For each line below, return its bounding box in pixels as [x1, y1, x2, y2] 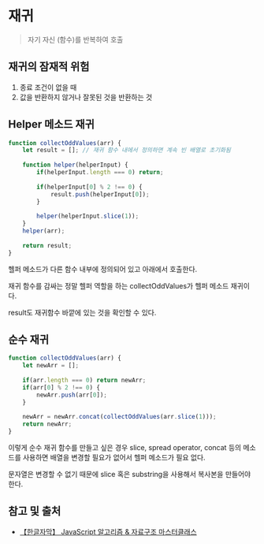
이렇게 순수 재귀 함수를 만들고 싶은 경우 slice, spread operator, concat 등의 [8, 443, 242, 452]
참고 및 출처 [8, 505, 61, 518]
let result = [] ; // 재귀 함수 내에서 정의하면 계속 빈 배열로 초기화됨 [22, 147, 231, 155]
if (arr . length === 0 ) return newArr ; [22, 376, 147, 384]
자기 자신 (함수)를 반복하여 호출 [27, 35, 124, 44]
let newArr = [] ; [22, 362, 80, 370]
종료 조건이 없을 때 [19, 82, 77, 91]
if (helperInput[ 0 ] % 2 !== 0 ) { [36, 183, 143, 191]
